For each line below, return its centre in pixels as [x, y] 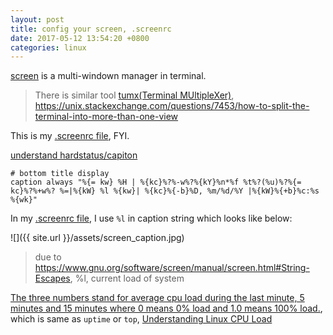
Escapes [52, 278]
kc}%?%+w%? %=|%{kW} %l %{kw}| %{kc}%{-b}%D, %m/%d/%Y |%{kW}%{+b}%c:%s [165, 191]
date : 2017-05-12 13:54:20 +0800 [80, 38]
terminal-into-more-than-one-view [106, 117]
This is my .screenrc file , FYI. [70, 136]
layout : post [37, 19]
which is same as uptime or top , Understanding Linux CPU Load [141, 319]
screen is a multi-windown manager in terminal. [108, 76]
